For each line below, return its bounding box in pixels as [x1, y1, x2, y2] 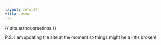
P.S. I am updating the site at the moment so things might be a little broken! [5, 34, 157, 40]
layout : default [5, 7, 38, 12]
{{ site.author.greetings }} [5, 25, 57, 30]
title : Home [5, 12, 29, 16]
